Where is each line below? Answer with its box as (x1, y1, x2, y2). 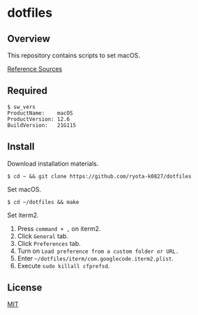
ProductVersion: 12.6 (7, 115, 70, 123)
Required (7, 85, 47, 97)
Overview (7, 33, 51, 45)
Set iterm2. (7, 211, 39, 219)
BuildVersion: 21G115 (7, 122, 77, 129)
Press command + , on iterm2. (17, 224, 101, 233)
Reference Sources (7, 65, 63, 73)
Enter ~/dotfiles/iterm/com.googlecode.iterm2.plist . (17, 254, 174, 263)
